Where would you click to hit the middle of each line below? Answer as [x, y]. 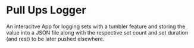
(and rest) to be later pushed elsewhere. [55, 39]
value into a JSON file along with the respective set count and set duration [97, 32]
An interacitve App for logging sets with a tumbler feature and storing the [96, 26]
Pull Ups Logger [46, 10]
